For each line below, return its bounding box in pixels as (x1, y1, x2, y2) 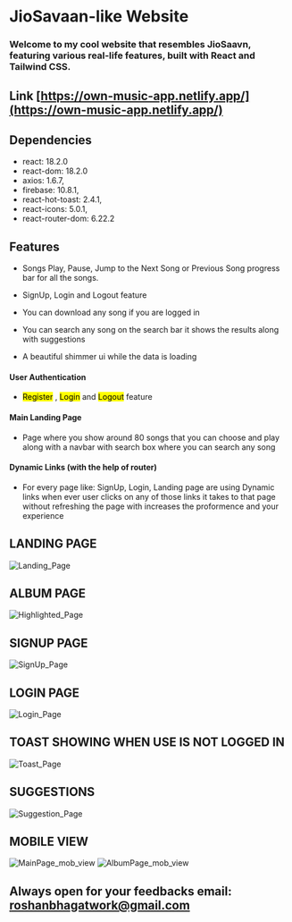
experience (21, 510, 64, 520)
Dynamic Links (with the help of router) (9, 462, 158, 473)
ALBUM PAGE (9, 586, 87, 601)
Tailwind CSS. (9, 61, 71, 73)
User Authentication (9, 371, 87, 382)
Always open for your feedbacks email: (9, 884, 232, 899)
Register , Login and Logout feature (21, 392, 154, 402)
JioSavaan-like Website (9, 6, 189, 27)
